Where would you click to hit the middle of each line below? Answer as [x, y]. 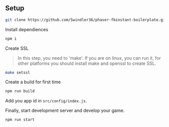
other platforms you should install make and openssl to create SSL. [87, 63]
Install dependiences [27, 29]
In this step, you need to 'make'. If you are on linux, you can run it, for [89, 58]
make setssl [18, 72]
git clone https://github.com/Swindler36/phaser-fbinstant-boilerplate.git [86, 20]
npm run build [20, 91]
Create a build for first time [33, 82]
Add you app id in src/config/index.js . [46, 101]
